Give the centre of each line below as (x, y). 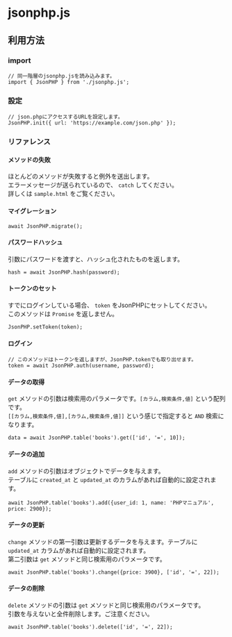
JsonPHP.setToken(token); (45, 327)
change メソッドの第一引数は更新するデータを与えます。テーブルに (103, 541)
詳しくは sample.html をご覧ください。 (63, 194)
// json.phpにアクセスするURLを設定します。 (66, 117)
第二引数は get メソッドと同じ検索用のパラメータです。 (87, 559)
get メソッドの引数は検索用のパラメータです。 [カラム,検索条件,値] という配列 (117, 399)
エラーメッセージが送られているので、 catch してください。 (93, 185)
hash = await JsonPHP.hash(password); (64, 272)
